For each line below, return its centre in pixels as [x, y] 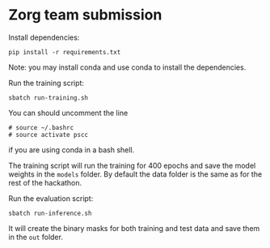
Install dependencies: [44, 37]
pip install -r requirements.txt [65, 52]
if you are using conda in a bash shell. [72, 150]
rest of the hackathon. [45, 182]
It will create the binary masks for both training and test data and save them [134, 228]
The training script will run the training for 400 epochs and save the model [132, 165]
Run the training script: [46, 83]
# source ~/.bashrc [41, 127]
